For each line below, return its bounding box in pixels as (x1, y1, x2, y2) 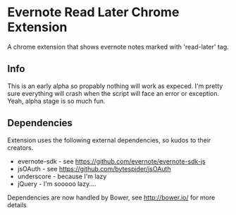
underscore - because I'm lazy (17, 172, 107, 180)
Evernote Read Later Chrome (7, 4, 180, 20)
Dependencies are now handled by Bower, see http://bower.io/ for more (7, 193, 216, 202)
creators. (7, 143, 34, 152)
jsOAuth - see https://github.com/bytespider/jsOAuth (17, 164, 171, 173)
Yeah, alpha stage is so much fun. (7, 97, 106, 105)
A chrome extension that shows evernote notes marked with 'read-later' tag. (7, 42, 229, 51)
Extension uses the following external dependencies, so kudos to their (7, 135, 211, 145)
